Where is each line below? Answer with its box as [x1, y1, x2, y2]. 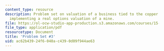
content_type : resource [5, 7, 54, 12]
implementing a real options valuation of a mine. [9, 16, 115, 21]
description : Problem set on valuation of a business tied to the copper [5, 12, 159, 17]
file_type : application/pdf [5, 25, 62, 30]
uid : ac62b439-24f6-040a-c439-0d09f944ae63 [5, 39, 95, 44]
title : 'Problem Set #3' [5, 34, 56, 39]
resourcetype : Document [5, 30, 54, 34]
